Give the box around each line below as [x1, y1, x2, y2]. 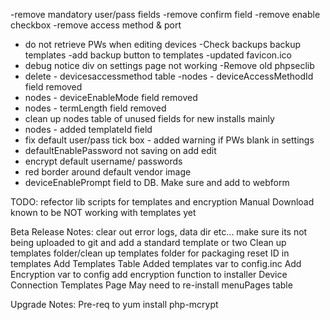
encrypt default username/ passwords [24, 155, 183, 167]
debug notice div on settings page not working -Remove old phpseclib [24, 60, 315, 71]
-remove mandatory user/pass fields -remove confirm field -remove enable [10, 9, 321, 20]
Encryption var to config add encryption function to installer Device [10, 269, 288, 280]
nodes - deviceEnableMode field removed [24, 92, 198, 103]
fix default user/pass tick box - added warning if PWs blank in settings [24, 134, 315, 146]
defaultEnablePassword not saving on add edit [24, 145, 217, 156]
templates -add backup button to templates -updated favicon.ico [24, 49, 292, 61]
